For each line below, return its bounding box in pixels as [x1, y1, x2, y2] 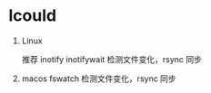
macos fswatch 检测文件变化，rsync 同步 [21, 73, 176, 84]
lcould [8, 5, 56, 26]
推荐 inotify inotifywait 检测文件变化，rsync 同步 [21, 53, 202, 64]
